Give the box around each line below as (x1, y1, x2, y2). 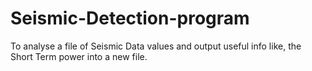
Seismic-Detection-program (10, 7, 250, 30)
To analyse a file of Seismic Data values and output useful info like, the (10, 40, 302, 52)
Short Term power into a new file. (10, 50, 148, 62)
